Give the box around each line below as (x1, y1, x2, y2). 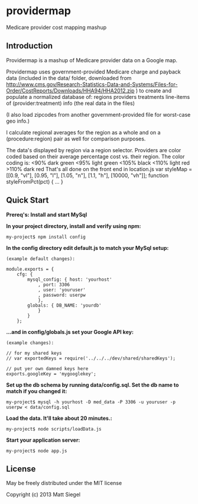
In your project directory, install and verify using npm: (6, 222, 141, 229)
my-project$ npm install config (6, 234, 86, 240)
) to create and (135, 87, 172, 94)
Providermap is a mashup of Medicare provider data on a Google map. (6, 56, 177, 63)
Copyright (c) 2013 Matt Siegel (6, 491, 81, 498)
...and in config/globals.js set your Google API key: (6, 328, 134, 335)
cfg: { (17, 271, 33, 277)
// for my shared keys (6, 350, 62, 356)
